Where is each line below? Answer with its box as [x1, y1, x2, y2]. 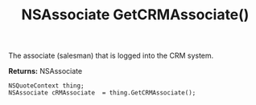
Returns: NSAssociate [8, 67, 83, 76]
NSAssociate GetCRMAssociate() [21, 6, 250, 24]
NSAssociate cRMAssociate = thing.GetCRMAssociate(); [8, 89, 196, 97]
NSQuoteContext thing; [8, 82, 85, 90]
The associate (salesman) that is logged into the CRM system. [8, 50, 214, 61]
